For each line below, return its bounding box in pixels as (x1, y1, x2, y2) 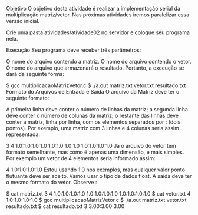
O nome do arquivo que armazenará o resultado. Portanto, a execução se (6, 64, 184, 71)
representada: (6, 131, 40, 138)
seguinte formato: (6, 94, 49, 101)
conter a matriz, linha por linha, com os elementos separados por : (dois (6, 118, 181, 125)
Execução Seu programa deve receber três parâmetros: (6, 47, 141, 54)
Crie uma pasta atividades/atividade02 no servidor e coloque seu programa (6, 29, 190, 36)
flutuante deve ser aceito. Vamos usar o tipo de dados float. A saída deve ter (6, 173, 192, 179)
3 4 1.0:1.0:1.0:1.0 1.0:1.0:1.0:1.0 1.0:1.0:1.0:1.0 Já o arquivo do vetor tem (6, 143, 176, 149)
